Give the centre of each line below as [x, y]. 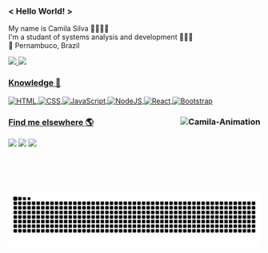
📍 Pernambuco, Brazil [44, 46]
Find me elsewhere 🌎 [51, 122]
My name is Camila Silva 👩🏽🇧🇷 [59, 29]
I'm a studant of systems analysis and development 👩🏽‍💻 [101, 37]
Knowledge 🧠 [35, 83]
